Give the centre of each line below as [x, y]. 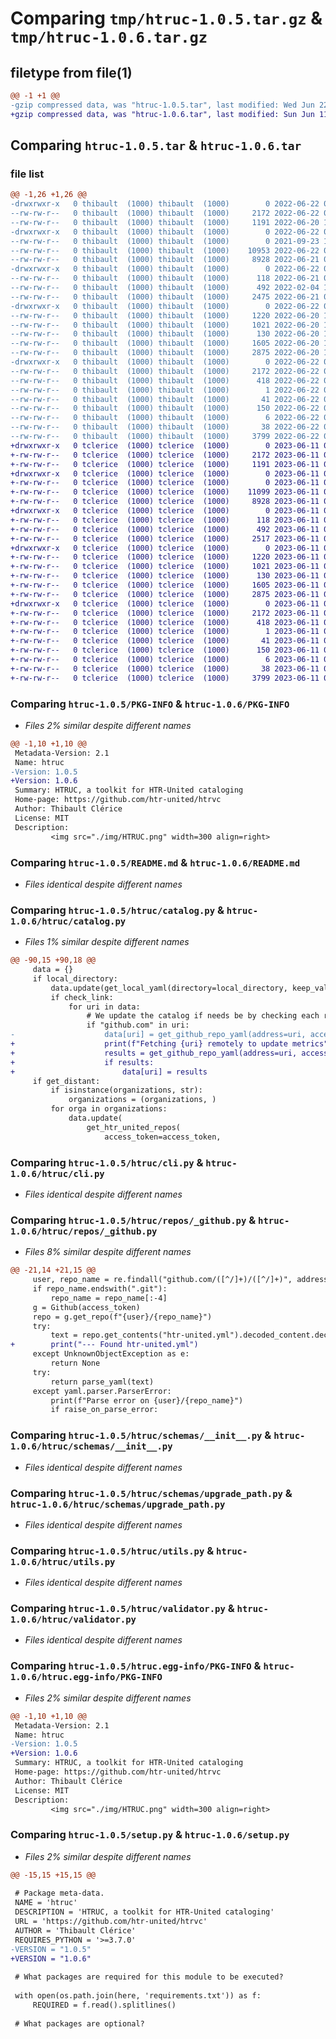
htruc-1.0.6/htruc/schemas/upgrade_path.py [118, 1504]
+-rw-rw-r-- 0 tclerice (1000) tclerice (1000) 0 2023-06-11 [165, 483]
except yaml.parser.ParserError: [102, 1391]
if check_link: [82, 997]
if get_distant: [66, 1081]
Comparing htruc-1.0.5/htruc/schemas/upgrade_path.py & [151, 1493]
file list [27, 174]
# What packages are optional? [79, 2023]
